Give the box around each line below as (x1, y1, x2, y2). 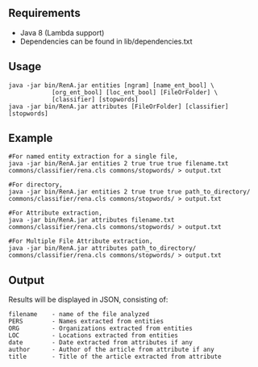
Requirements (8, 6, 81, 20)
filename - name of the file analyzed (8, 311, 150, 319)
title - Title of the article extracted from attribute (8, 352, 222, 361)
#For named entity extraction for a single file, (8, 152, 179, 161)
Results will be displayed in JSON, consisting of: (8, 294, 169, 305)
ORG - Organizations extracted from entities (8, 324, 193, 333)
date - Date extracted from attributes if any (8, 339, 193, 347)
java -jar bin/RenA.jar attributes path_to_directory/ (8, 244, 197, 252)
